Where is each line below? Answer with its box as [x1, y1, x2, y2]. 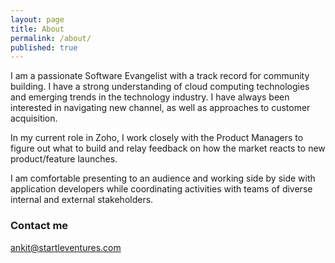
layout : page [10, 14, 65, 25]
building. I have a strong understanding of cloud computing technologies [10, 81, 310, 93]
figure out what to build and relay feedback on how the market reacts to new [10, 142, 326, 155]
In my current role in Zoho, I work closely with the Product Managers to [10, 132, 304, 144]
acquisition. [10, 112, 58, 125]
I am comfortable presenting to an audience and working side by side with [10, 172, 316, 185]
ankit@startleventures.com [10, 241, 122, 253]
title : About [10, 24, 65, 34]
